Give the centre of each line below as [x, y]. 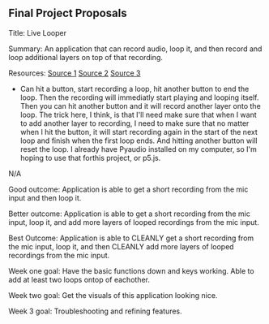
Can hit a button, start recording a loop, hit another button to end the [134, 89]
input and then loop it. [45, 197]
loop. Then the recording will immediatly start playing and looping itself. [139, 97]
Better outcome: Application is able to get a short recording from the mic [130, 214]
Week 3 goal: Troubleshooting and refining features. [95, 311]
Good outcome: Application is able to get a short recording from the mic [128, 189]
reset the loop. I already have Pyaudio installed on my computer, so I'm [139, 149]
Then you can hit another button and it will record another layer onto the [140, 106]
